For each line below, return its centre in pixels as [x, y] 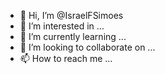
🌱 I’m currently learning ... [73, 36]
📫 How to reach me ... [66, 58]
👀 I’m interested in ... [62, 26]
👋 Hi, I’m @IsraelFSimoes [71, 15]
